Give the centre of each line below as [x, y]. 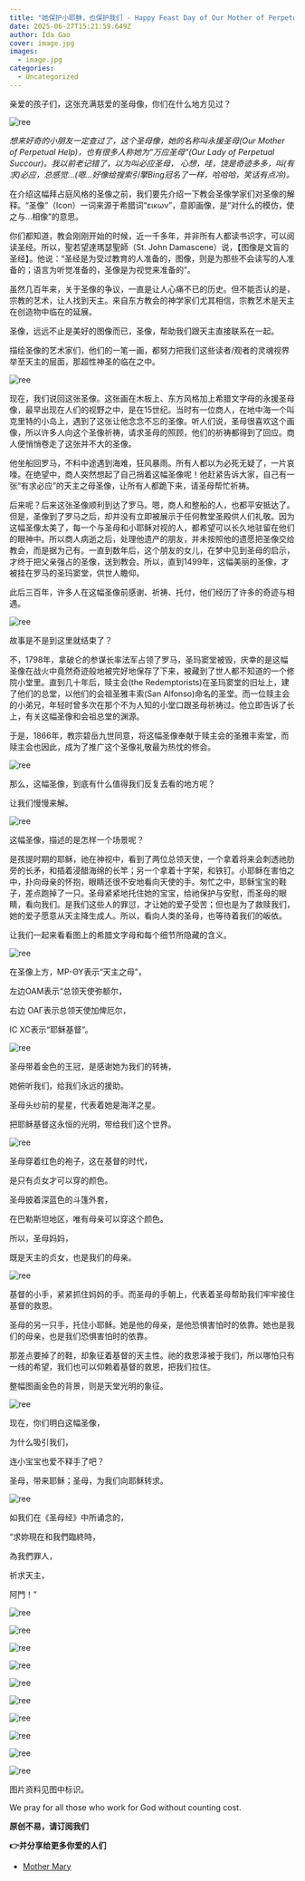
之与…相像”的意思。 [47, 216]
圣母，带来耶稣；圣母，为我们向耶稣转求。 [89, 1480]
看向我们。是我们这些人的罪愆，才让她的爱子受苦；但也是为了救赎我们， [160, 904]
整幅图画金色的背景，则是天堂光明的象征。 [89, 1386]
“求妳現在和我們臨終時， [55, 1537]
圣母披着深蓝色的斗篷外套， [61, 1199]
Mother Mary [47, 1866]
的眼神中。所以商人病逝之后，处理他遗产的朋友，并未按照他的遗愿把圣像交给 [152, 538]
